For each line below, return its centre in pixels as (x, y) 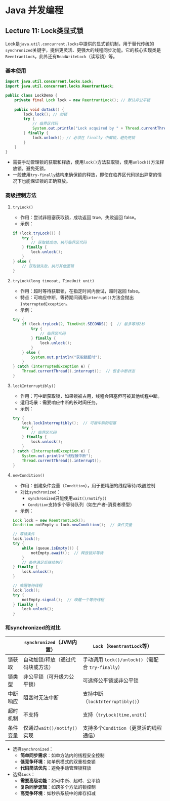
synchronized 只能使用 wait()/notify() (67, 498)
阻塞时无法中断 (41, 697)
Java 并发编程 (34, 10)
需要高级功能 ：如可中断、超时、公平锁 (60, 780)
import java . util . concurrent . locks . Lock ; (50, 81)
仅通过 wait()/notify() (50, 728)
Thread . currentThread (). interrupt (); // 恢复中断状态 (79, 371)
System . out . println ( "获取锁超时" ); (67, 357)
